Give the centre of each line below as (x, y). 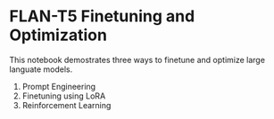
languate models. (41, 69)
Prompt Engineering (59, 86)
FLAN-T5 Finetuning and (102, 16)
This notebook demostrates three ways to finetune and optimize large (137, 59)
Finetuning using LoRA (64, 96)
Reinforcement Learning (66, 105)
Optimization (58, 35)
